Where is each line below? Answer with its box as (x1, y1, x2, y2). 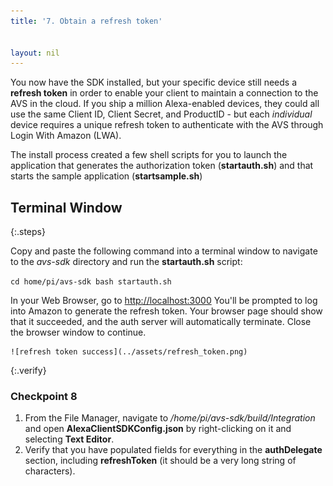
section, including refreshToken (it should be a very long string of (24, 455, 297, 467)
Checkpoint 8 (10, 389, 78, 403)
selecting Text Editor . (24, 433, 115, 445)
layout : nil (10, 48, 60, 58)
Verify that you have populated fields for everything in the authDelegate (24, 444, 323, 456)
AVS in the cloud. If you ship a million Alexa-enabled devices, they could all (10, 98, 320, 110)
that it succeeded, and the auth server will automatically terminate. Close (10, 316, 312, 328)
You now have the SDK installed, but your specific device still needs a (10, 76, 298, 89)
